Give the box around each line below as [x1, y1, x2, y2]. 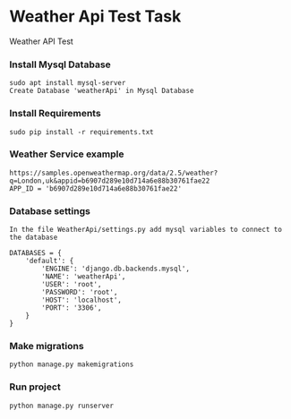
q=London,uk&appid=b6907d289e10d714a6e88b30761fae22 [9, 176, 210, 185]
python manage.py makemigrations [9, 360, 134, 369]
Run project [9, 381, 61, 393]
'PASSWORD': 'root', [41, 288, 118, 297]
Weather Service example [9, 148, 124, 160]
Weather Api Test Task [9, 6, 182, 27]
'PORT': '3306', [41, 304, 102, 312]
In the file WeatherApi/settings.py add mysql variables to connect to [9, 226, 282, 235]
